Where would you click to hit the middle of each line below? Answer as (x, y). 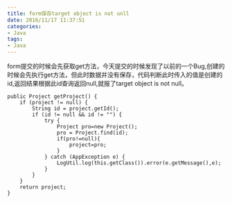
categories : (24, 26)
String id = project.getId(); (75, 108)
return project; (43, 187)
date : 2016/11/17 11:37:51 (46, 20)
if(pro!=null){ (78, 139)
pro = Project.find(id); (92, 133)
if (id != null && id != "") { (77, 115)
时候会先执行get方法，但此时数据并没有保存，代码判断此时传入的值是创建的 (115, 75)
